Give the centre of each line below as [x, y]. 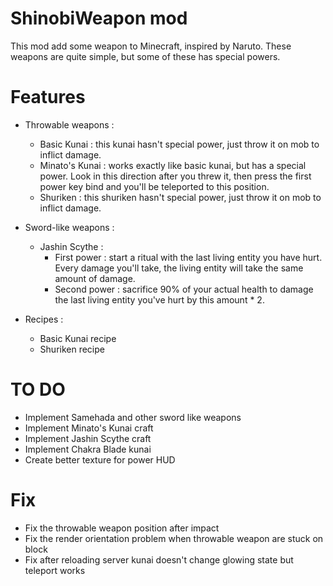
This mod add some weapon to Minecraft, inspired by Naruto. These [151, 46]
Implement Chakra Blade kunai [88, 449]
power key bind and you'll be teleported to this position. [154, 186]
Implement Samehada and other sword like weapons [133, 417]
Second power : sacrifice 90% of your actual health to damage [184, 289]
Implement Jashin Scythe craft [88, 438]
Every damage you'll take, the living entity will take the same [179, 268]
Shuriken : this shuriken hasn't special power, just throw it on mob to [180, 197]
